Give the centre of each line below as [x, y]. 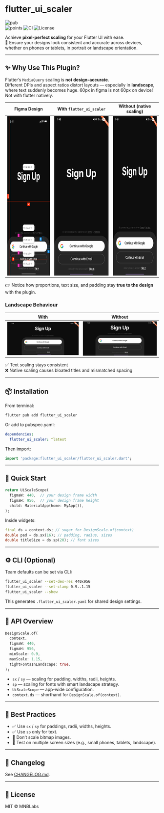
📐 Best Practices [31, 715]
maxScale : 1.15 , [26, 659]
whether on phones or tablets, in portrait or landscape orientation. [72, 48]
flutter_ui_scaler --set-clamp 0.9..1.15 [48, 587]
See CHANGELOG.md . [28, 775]
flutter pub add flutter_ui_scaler [41, 415]
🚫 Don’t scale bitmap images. [41, 737]
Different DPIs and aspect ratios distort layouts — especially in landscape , [80, 85]
